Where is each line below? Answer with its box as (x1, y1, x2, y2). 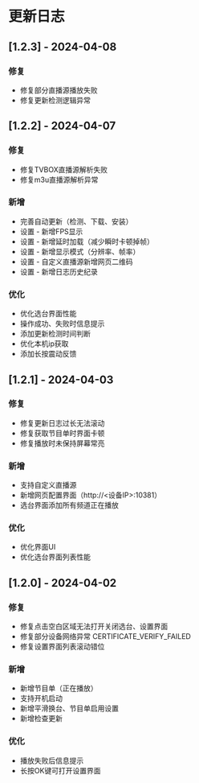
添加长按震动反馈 (19, 349, 77, 359)
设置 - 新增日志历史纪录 (19, 266, 99, 276)
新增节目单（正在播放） (19, 683, 98, 693)
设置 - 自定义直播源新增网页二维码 (19, 257, 134, 266)
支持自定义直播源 (19, 480, 77, 490)
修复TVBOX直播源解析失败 (19, 164, 108, 174)
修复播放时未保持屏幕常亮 (19, 438, 105, 447)
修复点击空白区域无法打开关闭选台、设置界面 (19, 621, 169, 632)
